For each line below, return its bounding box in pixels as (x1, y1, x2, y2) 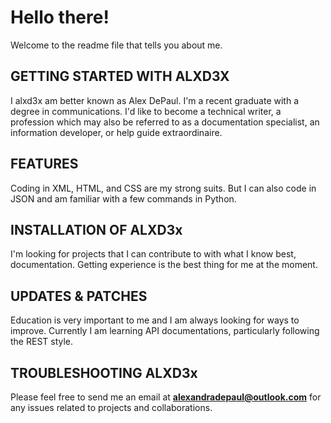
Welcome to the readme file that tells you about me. (10, 39, 223, 51)
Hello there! (10, 6, 110, 29)
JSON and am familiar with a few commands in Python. (10, 192, 237, 205)
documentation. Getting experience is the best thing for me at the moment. (10, 259, 318, 271)
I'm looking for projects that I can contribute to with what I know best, (10, 248, 297, 260)
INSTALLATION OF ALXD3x (10, 221, 183, 238)
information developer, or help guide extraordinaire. (10, 126, 223, 138)
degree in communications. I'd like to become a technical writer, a (10, 105, 282, 117)
